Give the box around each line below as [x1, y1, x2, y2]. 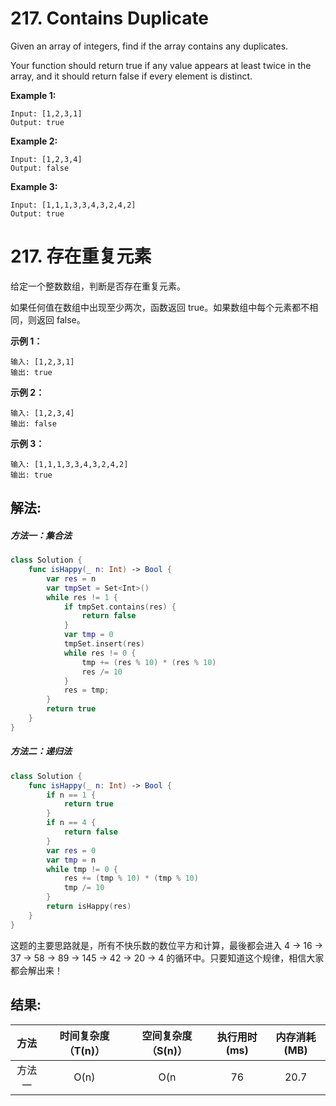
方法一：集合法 [10, 529, 72, 541]
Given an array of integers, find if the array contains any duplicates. [10, 40, 289, 52]
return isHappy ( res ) [46, 902, 132, 912]
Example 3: [10, 180, 58, 192]
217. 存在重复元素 [10, 245, 152, 268]
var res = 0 [46, 845, 97, 856]
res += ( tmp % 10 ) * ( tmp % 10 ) [63, 873, 199, 884]
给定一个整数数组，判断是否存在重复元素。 [10, 280, 186, 292]
